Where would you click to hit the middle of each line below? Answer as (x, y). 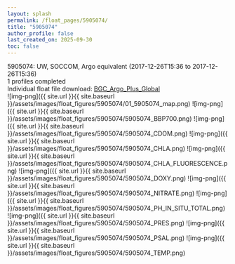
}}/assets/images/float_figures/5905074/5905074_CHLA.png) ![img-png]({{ (116, 148)
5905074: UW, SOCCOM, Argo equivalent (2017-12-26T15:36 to (99, 66)
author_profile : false (40, 33)
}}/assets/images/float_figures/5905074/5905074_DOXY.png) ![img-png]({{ (117, 178)
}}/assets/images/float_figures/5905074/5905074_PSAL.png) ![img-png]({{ (116, 238)
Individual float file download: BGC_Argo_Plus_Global (83, 89)
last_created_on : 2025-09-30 (50, 40)
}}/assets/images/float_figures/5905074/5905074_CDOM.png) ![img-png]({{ (117, 133)
